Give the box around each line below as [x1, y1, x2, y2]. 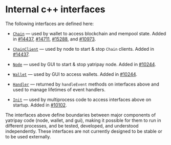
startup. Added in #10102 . [12, 101, 68, 108]
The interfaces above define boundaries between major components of [5, 112, 156, 118]
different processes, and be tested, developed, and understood [5, 122, 139, 129]
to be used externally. [5, 133, 51, 139]
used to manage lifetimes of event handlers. [12, 86, 106, 93]
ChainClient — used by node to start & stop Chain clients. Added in [12, 46, 155, 52]
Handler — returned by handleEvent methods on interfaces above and [12, 81, 160, 87]
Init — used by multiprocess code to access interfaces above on [12, 96, 152, 102]
